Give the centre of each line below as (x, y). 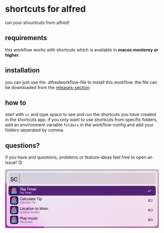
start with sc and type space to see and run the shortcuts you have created (81, 115)
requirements (26, 38)
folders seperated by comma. (35, 130)
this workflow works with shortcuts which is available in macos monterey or (82, 49)
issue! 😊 (14, 163)
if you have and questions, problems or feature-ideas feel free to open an (79, 157)
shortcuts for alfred (46, 9)
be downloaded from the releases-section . (48, 87)
